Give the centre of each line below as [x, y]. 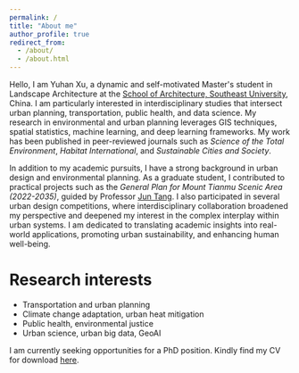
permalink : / [33, 17]
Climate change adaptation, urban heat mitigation [113, 314]
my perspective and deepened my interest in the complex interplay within [144, 216]
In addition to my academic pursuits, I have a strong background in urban [144, 168]
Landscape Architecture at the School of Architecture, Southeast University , [149, 94]
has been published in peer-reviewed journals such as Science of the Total [147, 141]
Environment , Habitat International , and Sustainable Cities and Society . [141, 151]
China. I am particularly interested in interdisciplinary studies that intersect [146, 103]
